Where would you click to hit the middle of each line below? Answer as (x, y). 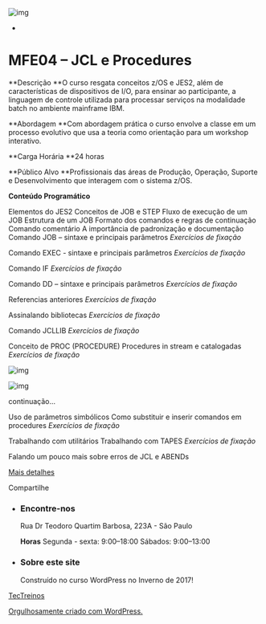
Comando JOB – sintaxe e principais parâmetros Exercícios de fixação (125, 237)
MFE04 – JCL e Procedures (100, 61)
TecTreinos (27, 595)
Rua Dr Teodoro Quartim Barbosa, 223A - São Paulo (106, 526)
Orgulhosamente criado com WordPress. (76, 611)
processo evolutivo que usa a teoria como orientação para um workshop (129, 132)
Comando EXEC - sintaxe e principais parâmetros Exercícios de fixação (127, 252)
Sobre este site (50, 562)
